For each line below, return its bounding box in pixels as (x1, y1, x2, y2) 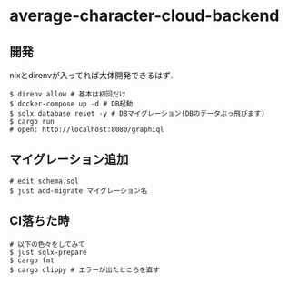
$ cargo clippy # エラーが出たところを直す (9, 265, 161, 274)
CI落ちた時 (9, 213, 70, 228)
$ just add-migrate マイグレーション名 (9, 186, 148, 196)
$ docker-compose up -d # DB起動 (9, 99, 134, 108)
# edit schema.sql (9, 177, 79, 186)
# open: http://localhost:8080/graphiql (9, 125, 165, 134)
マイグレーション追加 (9, 152, 129, 167)
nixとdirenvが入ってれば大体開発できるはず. (9, 70, 174, 80)
